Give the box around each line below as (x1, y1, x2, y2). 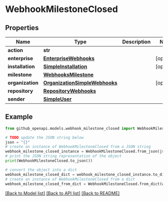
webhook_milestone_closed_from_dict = (5, 181, 86, 186)
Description (122, 39, 151, 45)
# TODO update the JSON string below (5, 135, 84, 140)
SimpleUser (43, 96, 72, 102)
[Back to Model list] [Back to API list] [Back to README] (5, 190, 120, 196)
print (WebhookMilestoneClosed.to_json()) (5, 158, 93, 163)
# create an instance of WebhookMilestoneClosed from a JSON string (5, 144, 151, 149)
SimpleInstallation (43, 63, 87, 70)
